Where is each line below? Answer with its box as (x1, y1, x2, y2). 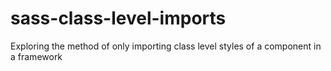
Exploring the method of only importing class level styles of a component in (10, 40, 322, 52)
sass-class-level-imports (10, 7, 227, 30)
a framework (10, 50, 63, 62)
